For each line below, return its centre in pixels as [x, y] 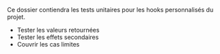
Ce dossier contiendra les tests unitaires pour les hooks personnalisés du [110, 10]
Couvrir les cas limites [48, 44]
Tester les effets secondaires [58, 37]
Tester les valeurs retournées [58, 30]
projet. [16, 17]
